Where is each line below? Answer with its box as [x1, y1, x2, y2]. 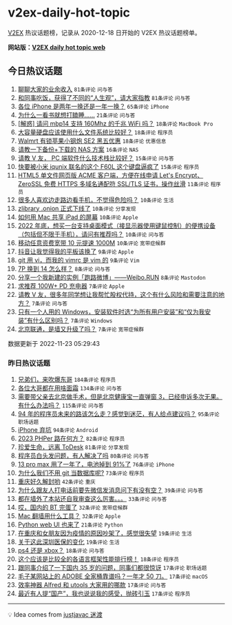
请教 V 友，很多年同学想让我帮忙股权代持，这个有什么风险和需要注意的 [17, 290, 219, 298]
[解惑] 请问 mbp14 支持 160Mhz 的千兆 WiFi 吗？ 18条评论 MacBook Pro [17, 119, 213, 127]
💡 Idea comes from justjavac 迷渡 [8, 611, 103, 619]
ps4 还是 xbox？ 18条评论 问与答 [17, 546, 105, 555]
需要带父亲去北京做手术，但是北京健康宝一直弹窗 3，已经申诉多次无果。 [17, 393, 223, 401]
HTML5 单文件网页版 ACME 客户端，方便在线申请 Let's [17, 171, 174, 179]
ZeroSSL [17, 179, 43, 187]
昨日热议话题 [8, 358, 51, 368]
